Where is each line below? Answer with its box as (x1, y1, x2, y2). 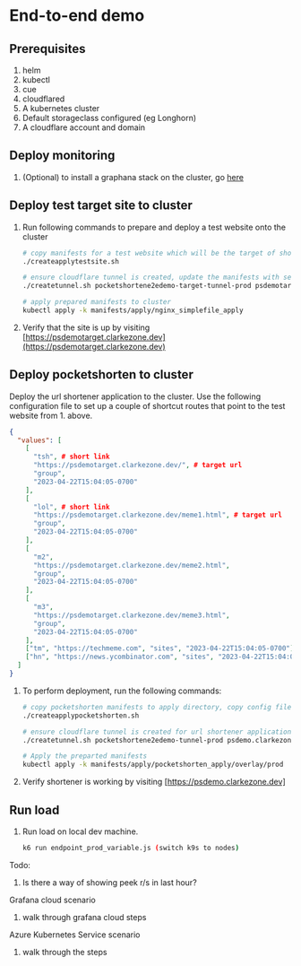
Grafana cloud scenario (9, 894, 96, 905)
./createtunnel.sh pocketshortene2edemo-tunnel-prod (21, 735, 224, 744)
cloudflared (21, 93, 65, 104)
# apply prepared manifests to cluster (21, 298, 172, 307)
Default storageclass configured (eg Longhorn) (21, 113, 197, 123)
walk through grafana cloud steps (21, 911, 147, 922)
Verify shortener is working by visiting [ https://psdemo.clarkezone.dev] (21, 777, 286, 788)
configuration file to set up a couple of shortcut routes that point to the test (9, 400, 286, 411)
